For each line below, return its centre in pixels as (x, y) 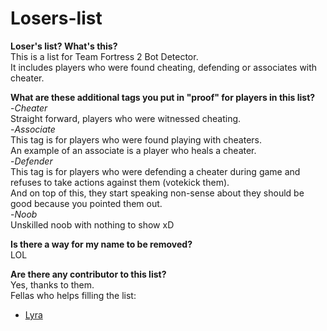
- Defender (31, 161)
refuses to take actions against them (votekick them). (120, 182)
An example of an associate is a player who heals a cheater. (133, 150)
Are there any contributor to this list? (88, 274)
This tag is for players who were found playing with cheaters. (136, 139)
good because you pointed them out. (86, 203)
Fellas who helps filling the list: (73, 295)
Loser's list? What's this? (64, 46)
